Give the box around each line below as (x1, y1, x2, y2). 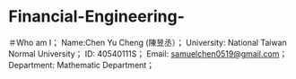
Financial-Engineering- (8, 6, 185, 27)
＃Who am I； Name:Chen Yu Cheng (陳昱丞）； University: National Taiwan (8, 37, 288, 48)
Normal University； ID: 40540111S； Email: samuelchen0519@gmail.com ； (8, 48, 288, 59)
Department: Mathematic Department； (8, 59, 154, 70)
